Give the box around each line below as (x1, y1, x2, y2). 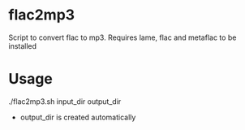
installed (8, 41, 37, 50)
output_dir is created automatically (19, 112, 136, 122)
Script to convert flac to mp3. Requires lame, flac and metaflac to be (8, 32, 237, 42)
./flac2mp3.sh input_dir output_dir (8, 96, 122, 106)
